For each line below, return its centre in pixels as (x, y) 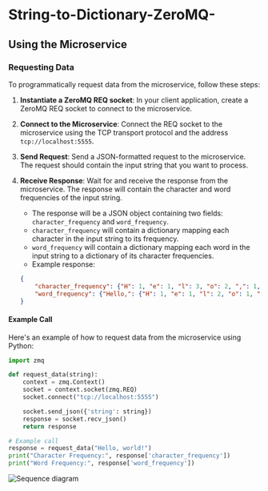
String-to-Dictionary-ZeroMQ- (112, 15)
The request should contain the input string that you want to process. (134, 165)
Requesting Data (41, 67)
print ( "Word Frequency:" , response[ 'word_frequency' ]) (102, 463)
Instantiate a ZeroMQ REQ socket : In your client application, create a (134, 100)
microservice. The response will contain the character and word (125, 189)
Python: (21, 345)
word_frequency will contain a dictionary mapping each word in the (141, 247)
